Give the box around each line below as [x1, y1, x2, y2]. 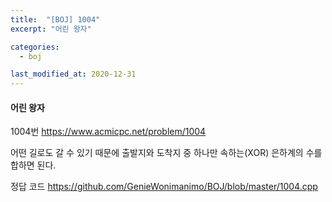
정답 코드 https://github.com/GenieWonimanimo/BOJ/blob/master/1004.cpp [10, 181, 318, 193]
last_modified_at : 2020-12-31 [10, 69, 137, 80]
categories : [10, 42, 60, 52]
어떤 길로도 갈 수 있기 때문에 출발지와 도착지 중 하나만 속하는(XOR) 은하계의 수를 [10, 147, 323, 159]
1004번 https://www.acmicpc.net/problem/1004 [10, 126, 207, 138]
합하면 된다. [10, 159, 57, 171]
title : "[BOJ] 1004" [10, 14, 101, 25]
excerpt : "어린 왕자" [10, 24, 92, 34]
